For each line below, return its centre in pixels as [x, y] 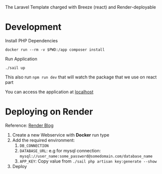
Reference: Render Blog [29, 125]
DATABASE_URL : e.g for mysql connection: [60, 150]
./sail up [15, 68]
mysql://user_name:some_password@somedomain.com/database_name [86, 156]
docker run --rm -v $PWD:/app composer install [55, 50]
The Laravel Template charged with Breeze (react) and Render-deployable [81, 7]
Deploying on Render [49, 112]
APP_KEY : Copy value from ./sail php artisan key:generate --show [88, 161]
